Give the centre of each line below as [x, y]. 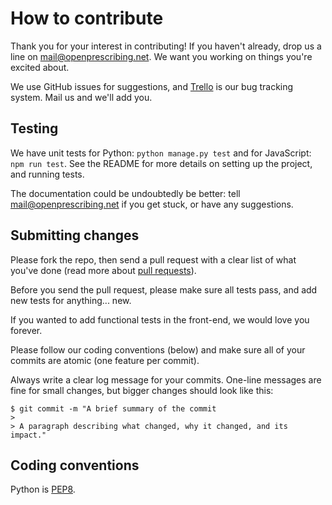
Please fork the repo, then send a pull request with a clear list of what [153, 259]
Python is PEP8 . [43, 489]
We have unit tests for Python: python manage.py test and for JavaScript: [161, 153]
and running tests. [47, 174]
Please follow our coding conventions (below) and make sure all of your [158, 349]
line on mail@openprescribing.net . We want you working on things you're [161, 56]
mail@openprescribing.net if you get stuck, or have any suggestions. [152, 204]
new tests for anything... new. [71, 300]
